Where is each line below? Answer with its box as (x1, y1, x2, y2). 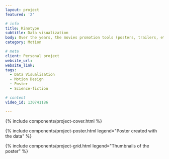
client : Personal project (5, 53, 59, 58)
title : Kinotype (5, 26, 39, 31)
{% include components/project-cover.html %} (5, 118, 102, 124)
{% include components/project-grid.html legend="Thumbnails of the (5, 142, 149, 148)
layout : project (5, 7, 39, 13)
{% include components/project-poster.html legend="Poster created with (5, 127, 157, 133)
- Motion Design (10, 77, 44, 82)
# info (5, 21, 19, 26)
